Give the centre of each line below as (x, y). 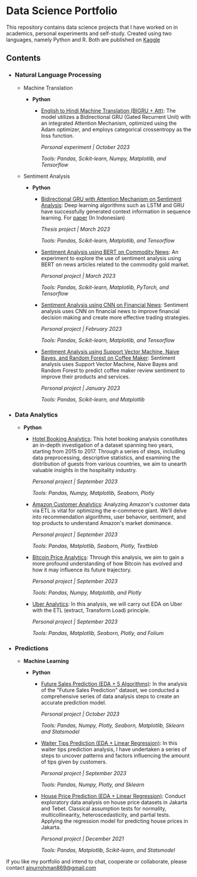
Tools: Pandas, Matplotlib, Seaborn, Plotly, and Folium (98, 633)
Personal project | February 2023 (81, 328)
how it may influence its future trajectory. (82, 570)
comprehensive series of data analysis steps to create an (110, 696)
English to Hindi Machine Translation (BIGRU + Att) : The (108, 111)
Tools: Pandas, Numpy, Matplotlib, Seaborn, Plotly (93, 493)
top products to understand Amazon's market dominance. (102, 523)
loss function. (58, 135)
